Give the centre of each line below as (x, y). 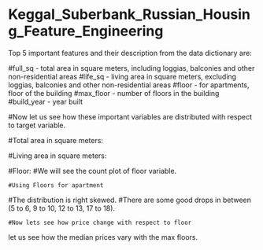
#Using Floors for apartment (56, 185)
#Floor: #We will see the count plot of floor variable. (93, 171)
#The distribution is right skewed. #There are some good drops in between (130, 200)
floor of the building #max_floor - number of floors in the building (114, 93)
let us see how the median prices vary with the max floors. (103, 237)
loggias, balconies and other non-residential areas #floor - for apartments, (129, 85)
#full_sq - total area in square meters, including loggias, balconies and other (131, 68)
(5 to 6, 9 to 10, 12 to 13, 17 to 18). (62, 208)
